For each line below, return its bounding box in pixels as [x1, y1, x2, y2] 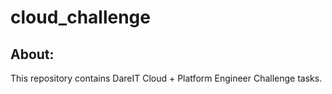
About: [10, 46, 55, 63]
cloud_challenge [10, 6, 151, 29]
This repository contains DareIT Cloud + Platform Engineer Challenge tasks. [10, 72, 323, 84]
